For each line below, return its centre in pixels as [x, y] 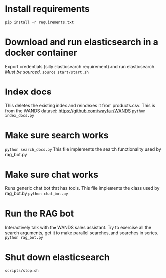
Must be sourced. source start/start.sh [47, 72]
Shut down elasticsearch [57, 257]
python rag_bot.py [24, 237]
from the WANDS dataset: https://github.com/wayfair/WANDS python [75, 111]
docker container [41, 53]
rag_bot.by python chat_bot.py [37, 193]
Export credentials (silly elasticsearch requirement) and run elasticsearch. [80, 66]
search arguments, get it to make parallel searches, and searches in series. [82, 233]
